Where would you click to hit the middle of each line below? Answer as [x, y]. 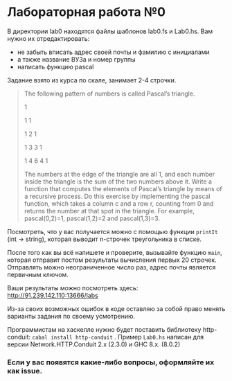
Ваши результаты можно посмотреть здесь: [73, 287]
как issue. [25, 371]
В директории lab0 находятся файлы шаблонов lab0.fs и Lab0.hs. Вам [110, 31]
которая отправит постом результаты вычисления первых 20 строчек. [112, 260]
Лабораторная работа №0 [87, 12]
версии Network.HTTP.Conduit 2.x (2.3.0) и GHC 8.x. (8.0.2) [94, 344]
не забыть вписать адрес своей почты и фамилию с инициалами [113, 52]
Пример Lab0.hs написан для [161, 337]
